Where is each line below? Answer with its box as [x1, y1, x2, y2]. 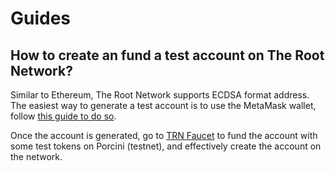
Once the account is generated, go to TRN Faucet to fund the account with [10, 130, 318, 141]
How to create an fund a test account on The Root [10, 47, 325, 64]
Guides [10, 7, 72, 30]
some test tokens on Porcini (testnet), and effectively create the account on [10, 140, 322, 152]
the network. [10, 151, 63, 162]
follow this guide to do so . [10, 110, 117, 122]
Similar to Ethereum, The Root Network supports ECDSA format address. [10, 89, 310, 101]
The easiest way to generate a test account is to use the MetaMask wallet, [10, 100, 317, 111]
